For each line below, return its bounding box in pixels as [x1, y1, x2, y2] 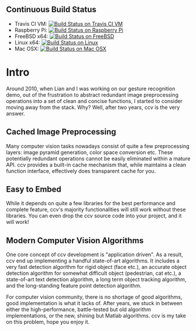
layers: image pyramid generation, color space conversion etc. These [6, 149, 173, 156]
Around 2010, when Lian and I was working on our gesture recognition [6, 85, 176, 92]
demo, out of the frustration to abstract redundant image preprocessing [6, 91, 178, 98]
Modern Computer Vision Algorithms [6, 236, 144, 245]
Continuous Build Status [6, 5, 97, 15]
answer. [6, 110, 25, 117]
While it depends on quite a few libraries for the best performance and [6, 200, 176, 207]
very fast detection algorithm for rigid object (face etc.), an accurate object [6, 264, 187, 271]
